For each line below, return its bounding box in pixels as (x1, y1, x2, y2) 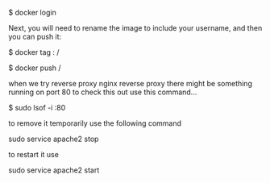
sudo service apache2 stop (8, 134, 99, 143)
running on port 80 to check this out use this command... (8, 87, 197, 97)
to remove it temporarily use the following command (8, 119, 182, 128)
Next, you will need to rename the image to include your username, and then (8, 23, 263, 32)
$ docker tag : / (8, 48, 60, 56)
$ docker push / (8, 63, 62, 73)
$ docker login (8, 8, 56, 17)
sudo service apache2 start (8, 165, 100, 175)
